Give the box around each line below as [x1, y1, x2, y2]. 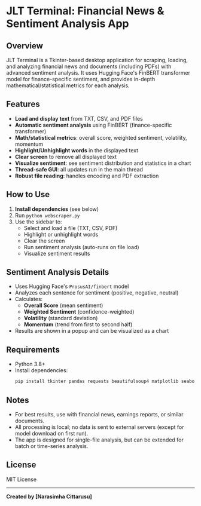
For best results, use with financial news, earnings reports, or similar [14, 410, 184, 418]
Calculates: [14, 296, 43, 303]
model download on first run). [14, 430, 89, 437]
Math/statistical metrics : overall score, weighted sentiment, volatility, [14, 134, 187, 141]
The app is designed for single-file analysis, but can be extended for [14, 436, 184, 443]
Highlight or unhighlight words [23, 231, 99, 238]
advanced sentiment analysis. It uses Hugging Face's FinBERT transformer [6, 69, 190, 76]
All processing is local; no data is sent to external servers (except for [14, 423, 184, 431]
